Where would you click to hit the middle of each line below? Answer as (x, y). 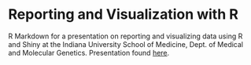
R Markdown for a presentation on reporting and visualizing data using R (125, 36)
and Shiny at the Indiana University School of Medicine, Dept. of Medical (126, 44)
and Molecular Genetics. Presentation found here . (89, 52)
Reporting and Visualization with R (123, 14)
